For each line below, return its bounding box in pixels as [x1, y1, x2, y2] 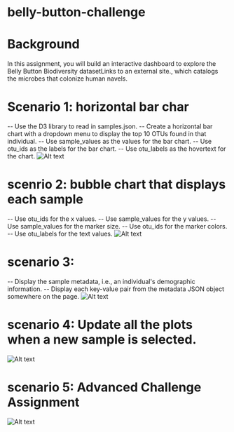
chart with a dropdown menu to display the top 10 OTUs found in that [7, 130, 207, 138]
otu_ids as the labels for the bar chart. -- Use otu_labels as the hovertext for [7, 144, 226, 153]
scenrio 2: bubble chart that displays [7, 177, 226, 193]
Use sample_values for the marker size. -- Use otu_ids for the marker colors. [7, 222, 228, 230]
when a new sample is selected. [7, 332, 197, 348]
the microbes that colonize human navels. [7, 74, 128, 83]
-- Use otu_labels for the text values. [7, 229, 113, 238]
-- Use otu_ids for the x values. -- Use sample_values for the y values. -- [7, 215, 216, 223]
